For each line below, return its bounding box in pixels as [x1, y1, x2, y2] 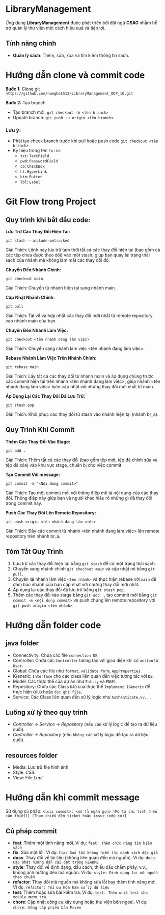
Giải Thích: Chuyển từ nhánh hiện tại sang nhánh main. [5, 284, 116, 291]
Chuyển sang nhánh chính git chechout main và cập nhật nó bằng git [12, 566, 155, 571]
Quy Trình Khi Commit [5, 426, 75, 434]
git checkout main [5, 276, 43, 281]
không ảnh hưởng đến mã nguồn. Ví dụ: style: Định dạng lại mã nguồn [12, 869, 158, 875]
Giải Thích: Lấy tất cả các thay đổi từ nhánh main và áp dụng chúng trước [5, 373, 154, 379]
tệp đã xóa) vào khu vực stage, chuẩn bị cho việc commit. [5, 462, 123, 468]
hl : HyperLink [20, 168, 47, 174]
